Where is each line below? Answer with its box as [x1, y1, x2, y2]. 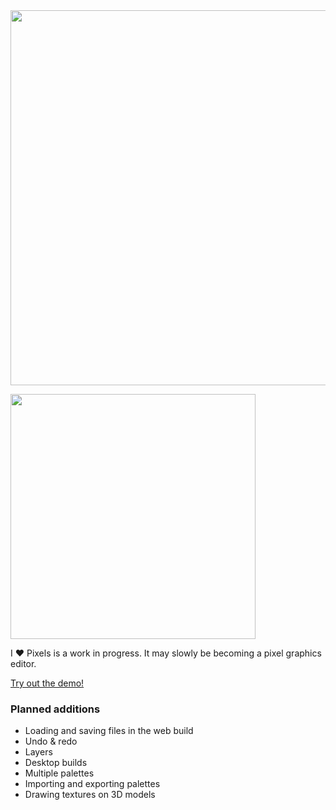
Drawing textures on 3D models [24, 789, 156, 801]
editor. [10, 658, 37, 669]
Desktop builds [24, 757, 88, 769]
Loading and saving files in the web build [24, 725, 194, 737]
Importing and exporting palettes [24, 778, 161, 790]
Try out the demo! [10, 677, 85, 689]
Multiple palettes [24, 767, 95, 779]
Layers [24, 746, 53, 758]
